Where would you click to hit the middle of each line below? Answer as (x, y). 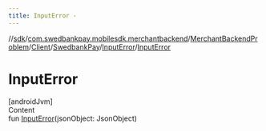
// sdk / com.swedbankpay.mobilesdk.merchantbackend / (99, 38)
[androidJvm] (31, 101)
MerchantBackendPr (224, 38)
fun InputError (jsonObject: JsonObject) (73, 118)
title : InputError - (43, 16)
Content (22, 109)
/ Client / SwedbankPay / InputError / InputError (99, 47)
